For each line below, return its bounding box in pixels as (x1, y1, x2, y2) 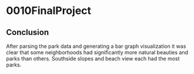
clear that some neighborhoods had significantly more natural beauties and (6, 49, 189, 56)
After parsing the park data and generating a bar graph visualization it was (6, 43, 186, 50)
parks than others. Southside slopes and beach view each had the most (6, 55, 180, 62)
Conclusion (6, 27, 49, 37)
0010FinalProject (6, 4, 92, 17)
